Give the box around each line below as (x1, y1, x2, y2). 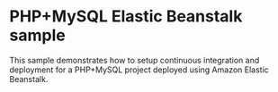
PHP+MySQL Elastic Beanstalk (9, 6, 243, 27)
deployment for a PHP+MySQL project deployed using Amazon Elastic (9, 64, 270, 75)
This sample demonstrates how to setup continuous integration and (9, 54, 260, 65)
